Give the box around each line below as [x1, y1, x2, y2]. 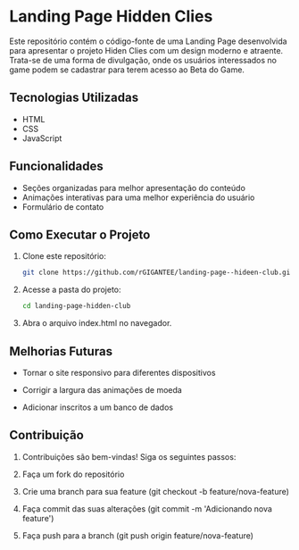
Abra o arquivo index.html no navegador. [21, 318, 172, 329]
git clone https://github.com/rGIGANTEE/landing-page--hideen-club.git [21, 268, 295, 278]
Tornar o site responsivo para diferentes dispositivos [21, 367, 216, 378]
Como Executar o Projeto [9, 227, 151, 242]
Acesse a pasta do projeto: [21, 284, 122, 296]
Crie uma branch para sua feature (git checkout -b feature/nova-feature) [21, 486, 290, 496]
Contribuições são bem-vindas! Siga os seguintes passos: [21, 451, 237, 462]
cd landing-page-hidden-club [21, 302, 131, 311]
